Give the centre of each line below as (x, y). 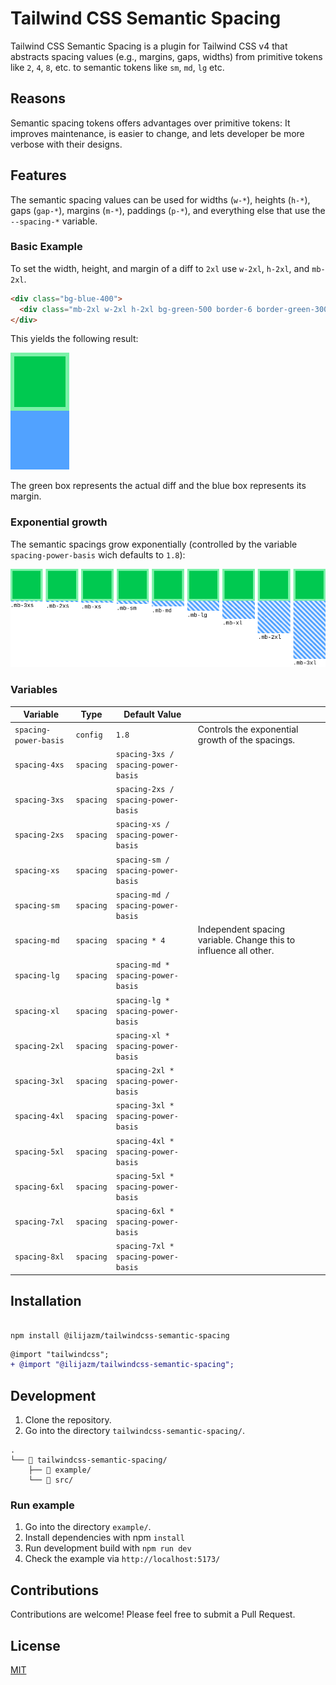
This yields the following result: (74, 339)
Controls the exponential (248, 729)
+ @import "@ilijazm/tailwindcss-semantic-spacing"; (122, 1365)
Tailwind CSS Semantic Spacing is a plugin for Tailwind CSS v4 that (149, 46)
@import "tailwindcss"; (60, 1354)
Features (38, 175)
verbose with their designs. (66, 144)
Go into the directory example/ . (88, 1527)
